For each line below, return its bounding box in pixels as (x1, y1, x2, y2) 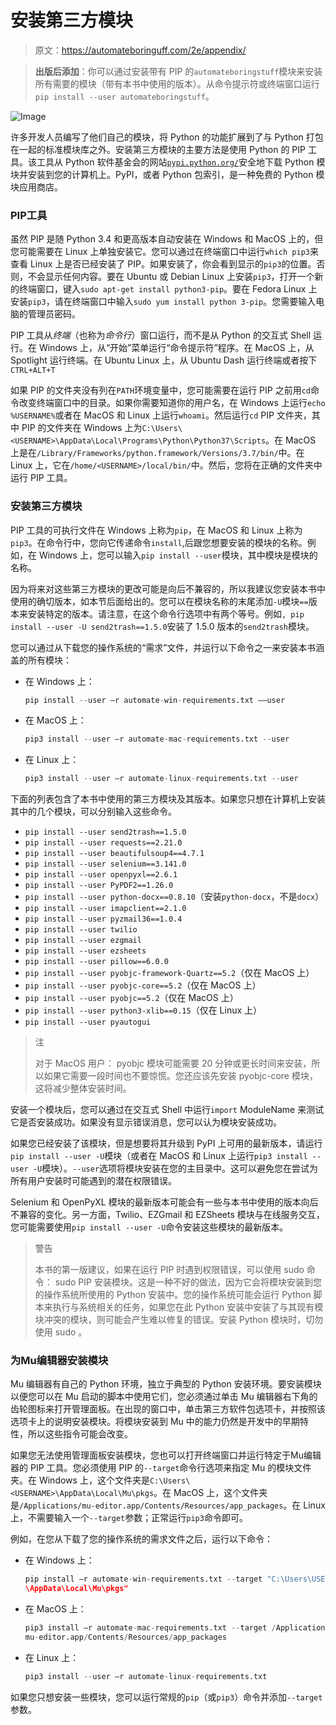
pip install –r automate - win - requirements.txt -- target (24, 1574, 263, 1585)
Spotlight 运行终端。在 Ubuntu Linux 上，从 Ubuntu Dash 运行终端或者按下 (10, 354, 318, 366)
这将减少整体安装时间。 (34, 1082, 132, 1095)
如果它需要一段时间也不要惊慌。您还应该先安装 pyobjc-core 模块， (43, 1070, 318, 1082)
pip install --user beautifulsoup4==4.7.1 (24, 849, 205, 859)
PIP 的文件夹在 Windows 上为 (21, 422, 143, 434)
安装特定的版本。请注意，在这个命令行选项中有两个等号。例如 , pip (27, 607, 305, 620)
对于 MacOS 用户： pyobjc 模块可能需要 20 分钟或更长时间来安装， (34, 1057, 312, 1070)
